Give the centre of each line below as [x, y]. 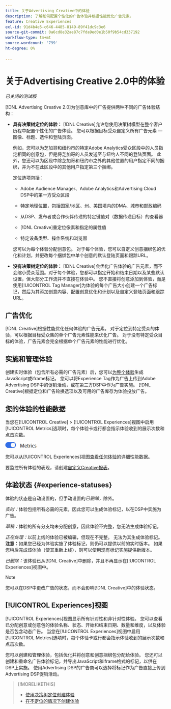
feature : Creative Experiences [38, 21]
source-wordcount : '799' [32, 43]
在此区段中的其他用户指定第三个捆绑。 [75, 167]
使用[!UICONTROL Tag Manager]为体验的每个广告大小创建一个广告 [83, 285]
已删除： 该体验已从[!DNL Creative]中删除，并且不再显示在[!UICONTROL [81, 560]
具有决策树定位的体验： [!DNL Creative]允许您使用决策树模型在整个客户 [88, 124]
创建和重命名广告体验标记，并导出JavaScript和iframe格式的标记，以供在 [81, 661]
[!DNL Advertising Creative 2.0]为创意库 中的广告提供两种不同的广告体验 [80, 107]
